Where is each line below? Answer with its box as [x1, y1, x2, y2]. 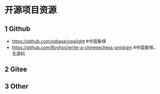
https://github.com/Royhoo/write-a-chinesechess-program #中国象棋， [11, 45, 158, 50]
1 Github [4, 24, 31, 33]
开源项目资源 [4, 4, 57, 16]
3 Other [4, 82, 29, 91]
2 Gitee [4, 65, 28, 74]
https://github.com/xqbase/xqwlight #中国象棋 [11, 38, 107, 44]
